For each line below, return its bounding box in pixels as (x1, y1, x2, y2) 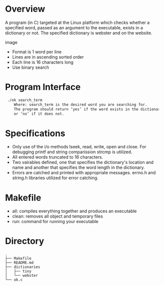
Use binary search (12, 64, 49, 70)
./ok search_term (7, 98, 42, 102)
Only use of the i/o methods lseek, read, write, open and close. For (12, 144, 146, 150)
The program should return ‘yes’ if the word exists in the (14, 106, 139, 112)
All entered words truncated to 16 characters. (12, 154, 103, 160)
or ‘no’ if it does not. (14, 111, 64, 116)
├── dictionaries (5, 265, 41, 269)
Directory (5, 236, 44, 247)
